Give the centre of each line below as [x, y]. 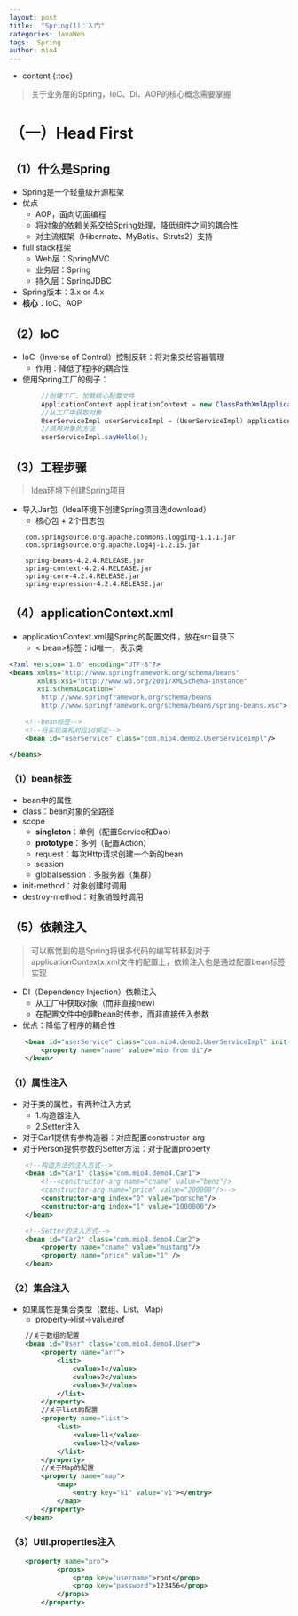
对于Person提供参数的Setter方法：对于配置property [116, 1148]
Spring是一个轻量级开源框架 [73, 192]
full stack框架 [47, 248]
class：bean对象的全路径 [68, 811]
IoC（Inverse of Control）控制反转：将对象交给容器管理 [123, 357]
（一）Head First [71, 133]
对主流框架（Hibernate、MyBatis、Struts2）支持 [124, 237]
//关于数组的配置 [52, 1336]
